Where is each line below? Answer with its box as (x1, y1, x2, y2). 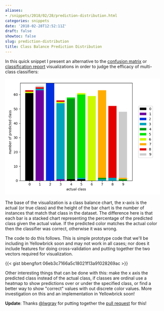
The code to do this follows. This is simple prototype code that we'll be (5, 235, 148, 241)
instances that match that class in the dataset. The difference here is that (5, 210, 153, 216)
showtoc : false (5, 34, 36, 39)
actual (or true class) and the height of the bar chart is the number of (5, 204, 144, 211)
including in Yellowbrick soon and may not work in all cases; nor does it (5, 240, 150, 246)
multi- (139, 63, 152, 69)
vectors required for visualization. (5, 251, 73, 256)
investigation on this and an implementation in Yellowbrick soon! (5, 290, 135, 297)
